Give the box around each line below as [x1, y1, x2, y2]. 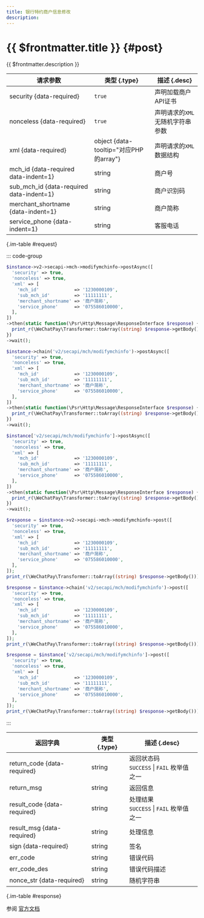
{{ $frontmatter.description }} [6, 61, 80, 68]
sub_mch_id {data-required [9, 183, 88, 191]
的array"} [93, 155, 121, 163]
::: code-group [6, 253, 42, 260]
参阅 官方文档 [6, 905, 40, 913]
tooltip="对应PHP [93, 146, 144, 154]
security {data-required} [9, 92, 80, 101]
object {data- [93, 137, 133, 146]
